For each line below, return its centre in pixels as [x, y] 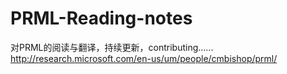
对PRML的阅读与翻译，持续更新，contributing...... [112, 47]
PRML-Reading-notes [101, 18]
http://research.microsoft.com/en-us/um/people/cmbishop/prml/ [144, 58]
